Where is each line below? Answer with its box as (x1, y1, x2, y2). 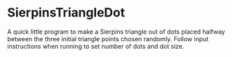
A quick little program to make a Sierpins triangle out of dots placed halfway (7, 27, 225, 36)
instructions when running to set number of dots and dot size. (7, 42, 185, 50)
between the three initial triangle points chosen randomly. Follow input (7, 34, 209, 43)
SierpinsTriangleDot (7, 5, 125, 21)
